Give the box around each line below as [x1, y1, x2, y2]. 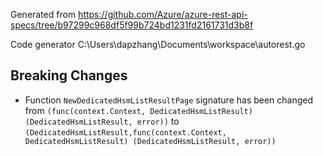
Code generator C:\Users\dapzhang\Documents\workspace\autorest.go [10, 39, 306, 50]
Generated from [10, 9, 77, 20]
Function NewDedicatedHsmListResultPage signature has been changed [24, 94, 314, 106]
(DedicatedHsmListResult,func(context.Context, [24, 127, 227, 138]
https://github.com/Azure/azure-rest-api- [78, 9, 248, 20]
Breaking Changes [10, 67, 128, 84]
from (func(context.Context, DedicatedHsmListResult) [24, 104, 253, 116]
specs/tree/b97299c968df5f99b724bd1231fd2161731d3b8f [10, 19, 254, 31]
